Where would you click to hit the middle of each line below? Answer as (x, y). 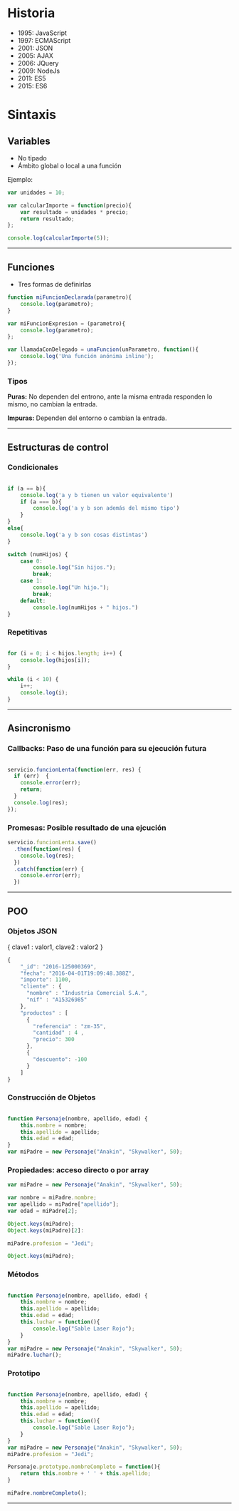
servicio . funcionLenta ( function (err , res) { (74, 769)
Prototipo (24, 1373)
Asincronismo (39, 728)
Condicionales (33, 467)
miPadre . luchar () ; (34, 1355)
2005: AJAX (35, 56)
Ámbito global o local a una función (70, 165)
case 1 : (31, 581)
